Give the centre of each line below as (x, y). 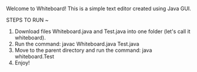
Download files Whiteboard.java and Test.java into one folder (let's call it (102, 31)
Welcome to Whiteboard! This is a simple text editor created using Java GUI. (99, 9)
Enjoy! (22, 63)
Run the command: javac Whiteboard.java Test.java (77, 44)
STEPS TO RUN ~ (27, 20)
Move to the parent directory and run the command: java (83, 50)
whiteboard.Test (34, 56)
